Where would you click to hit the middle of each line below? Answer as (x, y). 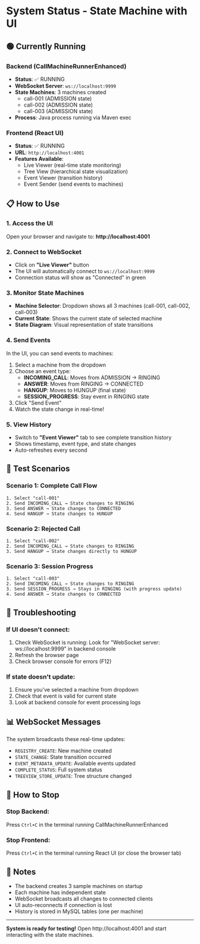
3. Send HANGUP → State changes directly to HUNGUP (71, 552)
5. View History (29, 424)
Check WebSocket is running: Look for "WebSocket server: (87, 643)
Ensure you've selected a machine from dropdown (76, 690)
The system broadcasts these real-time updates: (66, 739)
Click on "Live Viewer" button (52, 265)
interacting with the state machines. (50, 934)
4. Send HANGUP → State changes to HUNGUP (60, 514)
